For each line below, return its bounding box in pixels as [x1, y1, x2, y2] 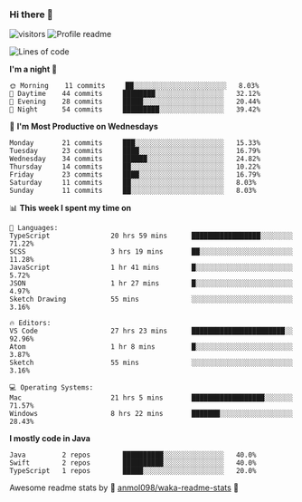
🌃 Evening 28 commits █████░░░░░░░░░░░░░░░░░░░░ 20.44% [9, 97, 260, 107]
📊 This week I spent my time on [9, 203, 132, 214]
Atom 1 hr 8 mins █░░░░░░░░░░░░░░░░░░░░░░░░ [9, 343, 294, 352]
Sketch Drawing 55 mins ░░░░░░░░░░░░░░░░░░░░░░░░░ [9, 294, 294, 304]
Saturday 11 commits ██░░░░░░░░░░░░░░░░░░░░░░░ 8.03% [9, 179, 257, 188]
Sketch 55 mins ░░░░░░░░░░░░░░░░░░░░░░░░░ [9, 358, 294, 368]
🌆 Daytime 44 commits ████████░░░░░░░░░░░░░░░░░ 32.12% [9, 90, 260, 99]
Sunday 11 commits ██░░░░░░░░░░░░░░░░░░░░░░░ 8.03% [9, 186, 257, 196]
